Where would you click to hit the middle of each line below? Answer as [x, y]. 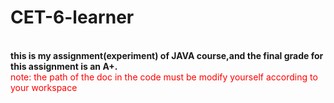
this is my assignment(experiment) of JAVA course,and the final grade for [167, 55]
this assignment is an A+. [64, 66]
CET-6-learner [72, 17]
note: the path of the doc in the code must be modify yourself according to [164, 77]
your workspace [44, 87]
